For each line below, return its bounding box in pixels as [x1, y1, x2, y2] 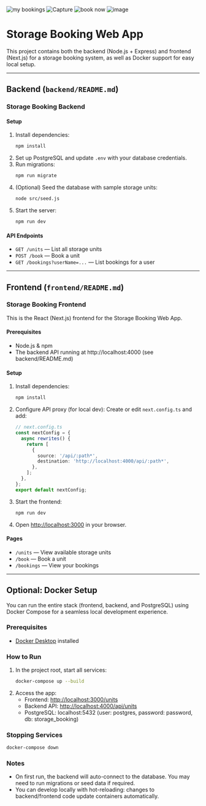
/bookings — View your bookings [15, 561, 99, 569]
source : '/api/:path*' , [37, 453, 98, 459]
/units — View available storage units [15, 548, 112, 556]
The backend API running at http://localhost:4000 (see [15, 348, 154, 356]
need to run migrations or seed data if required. [15, 780, 135, 787]
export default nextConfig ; [15, 486, 87, 493]
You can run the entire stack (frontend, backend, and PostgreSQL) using [6, 601, 189, 608]
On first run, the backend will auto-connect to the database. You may [15, 773, 190, 780]
